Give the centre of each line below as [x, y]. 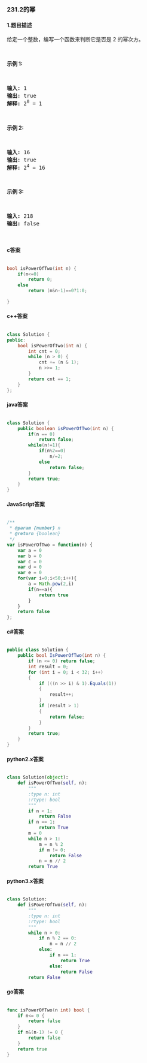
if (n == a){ [40, 589]
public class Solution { [38, 650]
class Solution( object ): [38, 777]
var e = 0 [30, 573]
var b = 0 [30, 556]
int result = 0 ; [48, 666]
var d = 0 [30, 567]
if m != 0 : [52, 850]
